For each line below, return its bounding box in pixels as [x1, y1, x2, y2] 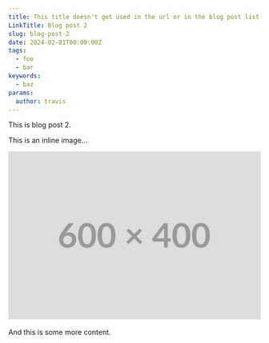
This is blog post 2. [8, 120, 72, 130]
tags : [8, 46, 26, 55]
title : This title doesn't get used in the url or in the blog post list [8, 13, 260, 21]
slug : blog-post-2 [8, 30, 70, 38]
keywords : [8, 72, 42, 80]
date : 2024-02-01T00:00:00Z [8, 38, 102, 46]
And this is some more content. [8, 328, 111, 337]
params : [8, 89, 34, 97]
